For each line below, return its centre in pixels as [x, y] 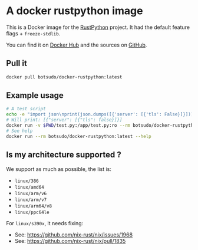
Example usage [35, 96]
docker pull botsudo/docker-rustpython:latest [64, 77]
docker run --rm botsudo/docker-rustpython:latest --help [79, 136]
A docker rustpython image [75, 11]
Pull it [17, 63]
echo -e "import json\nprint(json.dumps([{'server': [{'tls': [84, 114]
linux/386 [27, 181]
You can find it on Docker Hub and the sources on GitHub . [77, 45]
